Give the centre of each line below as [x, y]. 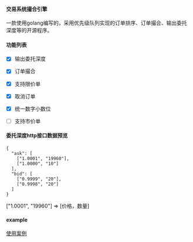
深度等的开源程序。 [29, 30]
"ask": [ [22, 153]
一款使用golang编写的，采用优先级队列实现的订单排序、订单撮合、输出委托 [97, 23]
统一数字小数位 [33, 109]
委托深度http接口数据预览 [37, 136]
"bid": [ [22, 174]
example [17, 220]
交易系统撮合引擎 [27, 9]
